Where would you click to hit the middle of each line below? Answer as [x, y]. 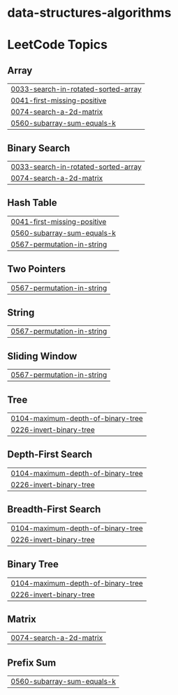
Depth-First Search [50, 455]
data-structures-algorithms [89, 13]
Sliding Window [42, 356]
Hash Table [32, 203]
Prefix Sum [32, 663]
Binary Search [39, 148]
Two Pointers [37, 269]
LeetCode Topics [58, 45]
